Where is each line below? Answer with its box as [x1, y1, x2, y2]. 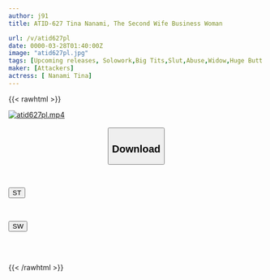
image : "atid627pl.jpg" [8, 50, 89, 58]
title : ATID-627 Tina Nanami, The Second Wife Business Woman [8, 19, 223, 28]
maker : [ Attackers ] [8, 64, 75, 73]
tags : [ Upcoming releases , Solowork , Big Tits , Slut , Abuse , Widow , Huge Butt [8, 57, 264, 65]
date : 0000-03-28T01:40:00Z [8, 41, 104, 50]
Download [112, 143, 161, 155]
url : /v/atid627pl [8, 34, 71, 42]
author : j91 [8, 11, 49, 20]
